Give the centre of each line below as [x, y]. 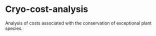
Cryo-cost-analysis [47, 9]
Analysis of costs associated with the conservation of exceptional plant [78, 23]
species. [14, 28]
